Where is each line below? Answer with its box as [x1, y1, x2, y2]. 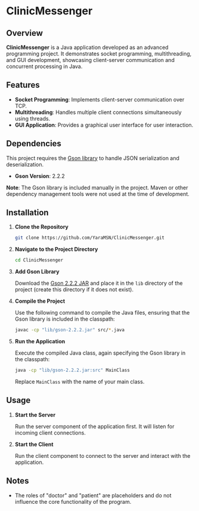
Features [6, 80, 40, 90]
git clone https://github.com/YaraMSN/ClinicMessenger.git [14, 235, 165, 241]
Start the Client [14, 441, 54, 448]
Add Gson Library [14, 268, 60, 275]
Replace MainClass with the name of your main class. [14, 378, 145, 385]
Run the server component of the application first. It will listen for [14, 423, 175, 430]
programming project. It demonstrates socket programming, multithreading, [6, 50, 192, 57]
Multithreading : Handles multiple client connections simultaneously [14, 109, 182, 116]
